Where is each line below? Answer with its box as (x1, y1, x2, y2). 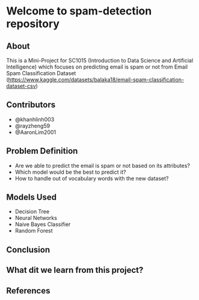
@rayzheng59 (14, 122, 51, 129)
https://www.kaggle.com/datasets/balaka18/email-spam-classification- (8, 76, 185, 83)
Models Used (6, 192, 57, 203)
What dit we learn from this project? (6, 265, 144, 275)
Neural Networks (14, 215, 57, 222)
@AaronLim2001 (14, 128, 57, 136)
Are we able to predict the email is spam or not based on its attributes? (14, 162, 191, 169)
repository (6, 17, 60, 31)
